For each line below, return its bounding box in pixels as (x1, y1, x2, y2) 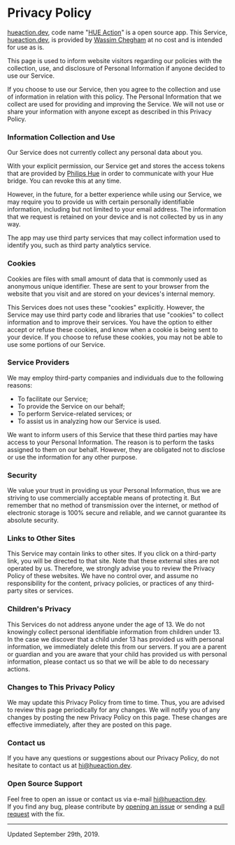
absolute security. (7, 516, 59, 525)
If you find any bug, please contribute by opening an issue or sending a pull (7, 802, 225, 811)
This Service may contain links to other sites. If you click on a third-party (7, 549, 217, 558)
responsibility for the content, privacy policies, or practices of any (7, 579, 197, 588)
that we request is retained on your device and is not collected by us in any (7, 212, 224, 221)
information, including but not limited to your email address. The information (7, 205, 226, 214)
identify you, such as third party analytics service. (7, 241, 152, 249)
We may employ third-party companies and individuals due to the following (7, 373, 224, 382)
